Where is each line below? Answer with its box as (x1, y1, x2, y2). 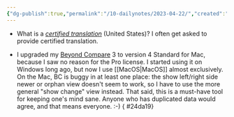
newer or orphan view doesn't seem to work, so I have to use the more (16, 79, 221, 88)
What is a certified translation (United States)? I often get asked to (16, 29, 207, 38)
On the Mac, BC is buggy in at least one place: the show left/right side (16, 72, 218, 81)
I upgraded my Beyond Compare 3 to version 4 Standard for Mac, (16, 50, 206, 58)
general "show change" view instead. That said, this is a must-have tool (16, 87, 224, 95)
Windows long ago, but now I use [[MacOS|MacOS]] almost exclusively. (16, 65, 224, 73)
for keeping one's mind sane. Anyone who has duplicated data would (16, 95, 216, 103)
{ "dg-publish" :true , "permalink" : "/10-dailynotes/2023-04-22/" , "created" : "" (6, 10, 232, 17)
